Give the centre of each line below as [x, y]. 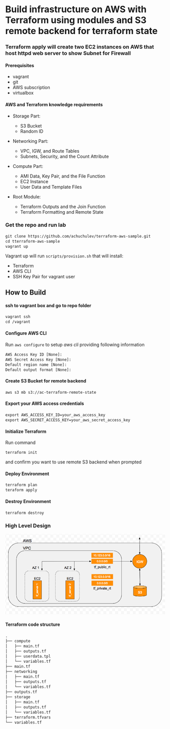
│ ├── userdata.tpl [28, 656]
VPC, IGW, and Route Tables [50, 151]
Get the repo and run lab [36, 225]
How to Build [26, 293]
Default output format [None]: [38, 370]
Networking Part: [30, 141]
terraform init [21, 453]
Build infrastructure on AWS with [76, 9]
